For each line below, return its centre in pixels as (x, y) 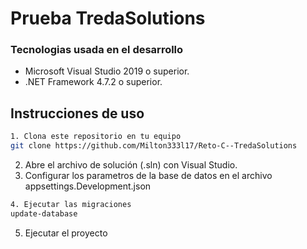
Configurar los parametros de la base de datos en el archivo (148, 176)
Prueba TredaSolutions (108, 18)
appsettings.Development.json (88, 186)
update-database (44, 213)
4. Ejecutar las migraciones (71, 205)
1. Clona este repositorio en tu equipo (96, 137)
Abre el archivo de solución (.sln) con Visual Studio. (131, 165)
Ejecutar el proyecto (66, 233)
